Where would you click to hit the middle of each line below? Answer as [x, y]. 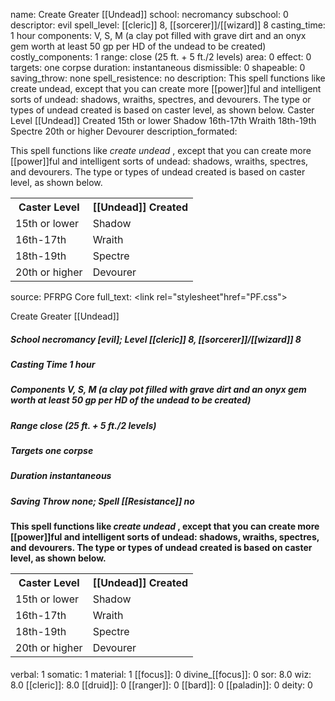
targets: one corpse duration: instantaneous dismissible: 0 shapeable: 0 [158, 67]
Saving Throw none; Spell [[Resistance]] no [102, 501]
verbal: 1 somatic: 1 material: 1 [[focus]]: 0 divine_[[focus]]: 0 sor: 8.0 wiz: [161, 674]
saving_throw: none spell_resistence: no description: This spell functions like [168, 78]
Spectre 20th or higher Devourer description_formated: [124, 131]
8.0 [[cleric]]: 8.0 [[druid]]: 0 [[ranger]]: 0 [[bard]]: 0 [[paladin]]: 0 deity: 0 [161, 685]
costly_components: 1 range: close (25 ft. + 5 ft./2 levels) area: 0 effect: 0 [161, 57]
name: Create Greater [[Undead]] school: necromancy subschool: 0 [149, 14]
